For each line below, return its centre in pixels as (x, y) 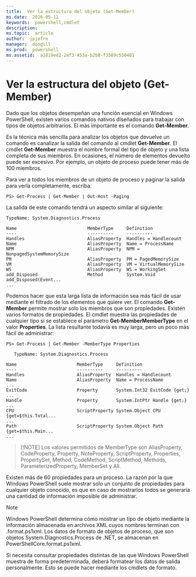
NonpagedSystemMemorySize (37, 254)
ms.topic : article (30, 33)
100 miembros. (24, 168)
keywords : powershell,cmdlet (43, 22)
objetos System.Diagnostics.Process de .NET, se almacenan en (82, 537)
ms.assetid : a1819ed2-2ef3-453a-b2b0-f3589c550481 (70, 55)
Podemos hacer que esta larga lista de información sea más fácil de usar (94, 296)
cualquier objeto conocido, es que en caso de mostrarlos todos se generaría (98, 490)
